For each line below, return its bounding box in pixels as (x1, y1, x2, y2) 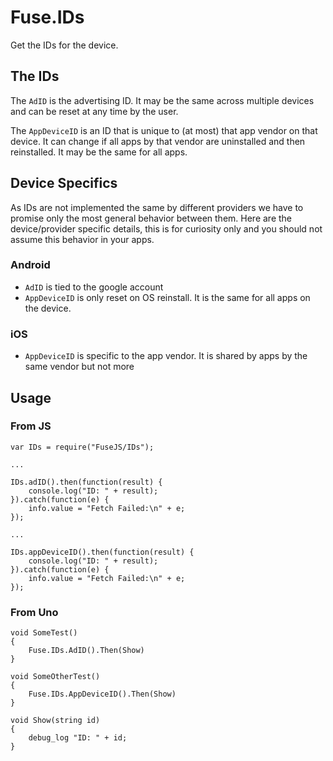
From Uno (10, 605, 59, 619)
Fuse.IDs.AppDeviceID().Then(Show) (28, 689, 177, 700)
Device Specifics (10, 175, 118, 192)
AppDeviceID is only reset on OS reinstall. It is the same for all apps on (24, 291, 311, 303)
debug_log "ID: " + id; (28, 733, 128, 743)
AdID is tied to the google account (24, 281, 164, 293)
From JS (10, 419, 52, 433)
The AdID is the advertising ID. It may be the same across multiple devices (10, 94, 315, 106)
